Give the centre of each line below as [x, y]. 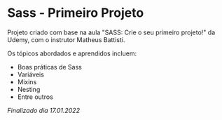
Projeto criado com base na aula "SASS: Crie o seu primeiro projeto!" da [111, 32]
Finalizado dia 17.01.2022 [44, 110]
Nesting [29, 89]
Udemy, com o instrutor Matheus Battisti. [66, 39]
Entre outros [35, 97]
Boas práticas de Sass [49, 67]
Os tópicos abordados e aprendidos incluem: [72, 53]
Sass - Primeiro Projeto [76, 13]
